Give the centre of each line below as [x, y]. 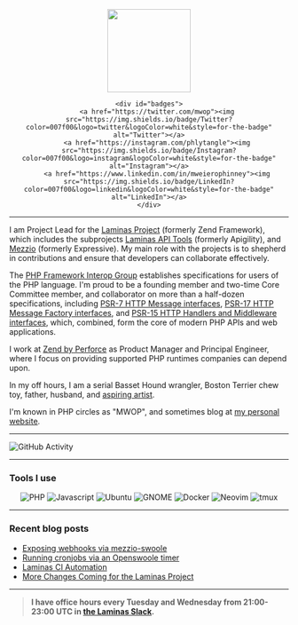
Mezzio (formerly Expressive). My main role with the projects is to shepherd [148, 249]
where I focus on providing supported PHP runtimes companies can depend [148, 358]
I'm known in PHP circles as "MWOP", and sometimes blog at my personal [145, 411]
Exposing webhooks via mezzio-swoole [94, 548]
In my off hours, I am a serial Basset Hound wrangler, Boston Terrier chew [144, 385]
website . [25, 421]
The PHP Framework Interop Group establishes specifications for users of [144, 275]
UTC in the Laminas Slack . [106, 611]
